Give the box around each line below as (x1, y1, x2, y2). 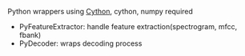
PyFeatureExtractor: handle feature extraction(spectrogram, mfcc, (18, 22, 238, 31)
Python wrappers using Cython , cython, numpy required (7, 7, 194, 16)
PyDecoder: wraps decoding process (18, 39, 143, 48)
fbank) (18, 31, 42, 39)
